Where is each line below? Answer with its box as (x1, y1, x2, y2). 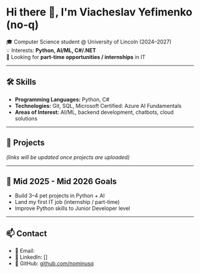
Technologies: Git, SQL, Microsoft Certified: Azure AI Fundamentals (14, 102, 182, 109)
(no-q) (6, 18, 39, 32)
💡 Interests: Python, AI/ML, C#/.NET (6, 46, 96, 54)
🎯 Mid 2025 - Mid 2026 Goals (6, 176, 117, 187)
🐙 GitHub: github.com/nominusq (14, 260, 94, 267)
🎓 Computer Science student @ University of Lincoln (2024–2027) (6, 38, 171, 45)
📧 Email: (14, 247, 35, 255)
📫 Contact (6, 228, 48, 238)
